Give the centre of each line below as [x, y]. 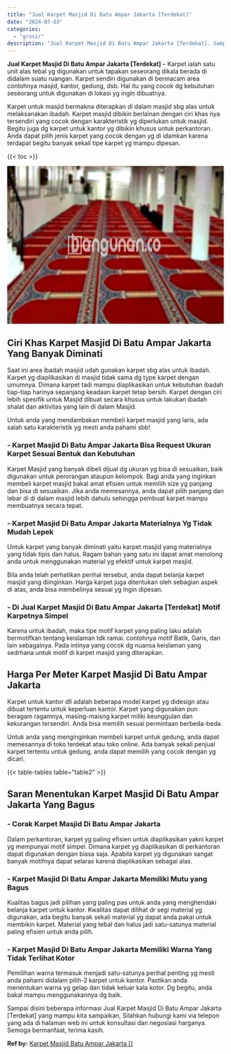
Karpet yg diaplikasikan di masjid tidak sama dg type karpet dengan [103, 378]
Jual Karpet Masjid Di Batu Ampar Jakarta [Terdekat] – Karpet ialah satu [111, 64]
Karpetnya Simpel [38, 616]
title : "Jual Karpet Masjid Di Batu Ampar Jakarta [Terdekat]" [100, 14]
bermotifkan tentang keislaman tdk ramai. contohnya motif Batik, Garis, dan [114, 638]
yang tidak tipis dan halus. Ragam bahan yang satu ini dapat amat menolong [115, 555]
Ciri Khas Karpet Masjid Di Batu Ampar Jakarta [109, 343]
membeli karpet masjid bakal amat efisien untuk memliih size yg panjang [110, 483]
